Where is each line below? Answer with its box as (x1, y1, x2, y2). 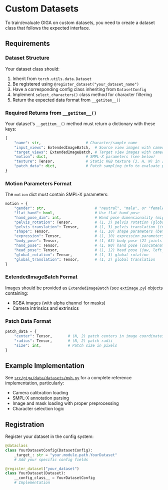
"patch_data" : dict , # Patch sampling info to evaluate (14, 164, 160, 169)
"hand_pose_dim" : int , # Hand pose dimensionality (14, 215, 153, 220)
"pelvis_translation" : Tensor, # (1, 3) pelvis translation (14, 224, 155, 229)
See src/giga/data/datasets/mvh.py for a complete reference (5, 375, 132, 381)
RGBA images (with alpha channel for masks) (12, 300, 106, 306)
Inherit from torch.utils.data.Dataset (12, 76, 92, 82)
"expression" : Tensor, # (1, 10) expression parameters (14, 234, 164, 239)
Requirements (5, 40, 50, 48)
